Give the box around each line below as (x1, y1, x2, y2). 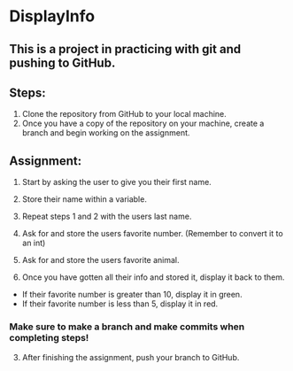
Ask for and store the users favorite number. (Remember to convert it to (21, 228, 283, 239)
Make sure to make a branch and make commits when (9, 321, 245, 333)
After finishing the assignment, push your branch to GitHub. (21, 352, 240, 362)
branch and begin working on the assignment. (21, 128, 190, 138)
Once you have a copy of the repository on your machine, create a (21, 118, 265, 129)
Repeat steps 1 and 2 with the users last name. (21, 211, 192, 222)
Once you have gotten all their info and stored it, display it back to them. (21, 272, 285, 282)
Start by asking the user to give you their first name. (21, 177, 212, 188)
